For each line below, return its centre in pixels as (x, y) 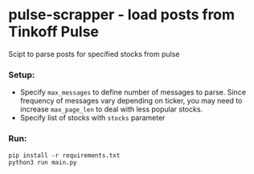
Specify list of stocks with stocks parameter (92, 118)
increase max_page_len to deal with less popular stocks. (111, 109)
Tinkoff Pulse (53, 32)
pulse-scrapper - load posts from (122, 15)
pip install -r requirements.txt (64, 155)
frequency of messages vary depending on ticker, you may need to (131, 101)
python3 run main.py (43, 162)
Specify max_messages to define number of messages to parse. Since (133, 92)
